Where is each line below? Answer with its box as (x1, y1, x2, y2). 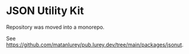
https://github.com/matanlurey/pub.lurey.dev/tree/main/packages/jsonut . (6, 41, 184, 48)
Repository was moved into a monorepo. (6, 23, 105, 31)
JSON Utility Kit (6, 4, 84, 18)
